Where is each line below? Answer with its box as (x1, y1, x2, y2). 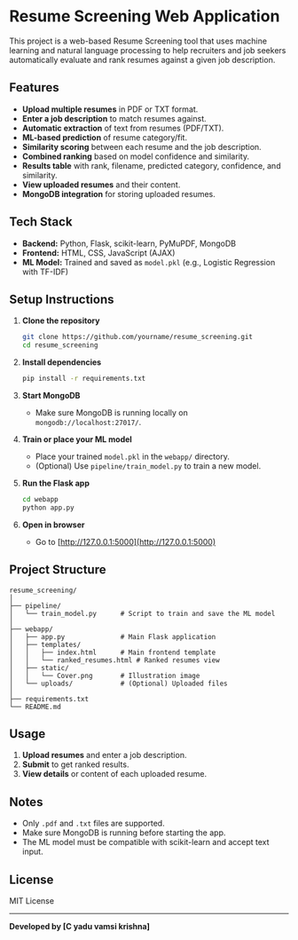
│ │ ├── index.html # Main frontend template (9, 648, 216, 657)
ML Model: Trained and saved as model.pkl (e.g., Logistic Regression (21, 257, 276, 267)
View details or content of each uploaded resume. (21, 769, 208, 779)
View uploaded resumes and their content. (21, 179, 181, 190)
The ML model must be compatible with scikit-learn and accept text (21, 837, 270, 848)
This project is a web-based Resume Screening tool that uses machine (9, 36, 268, 46)
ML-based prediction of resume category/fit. (21, 131, 188, 143)
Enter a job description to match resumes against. (21, 113, 207, 123)
